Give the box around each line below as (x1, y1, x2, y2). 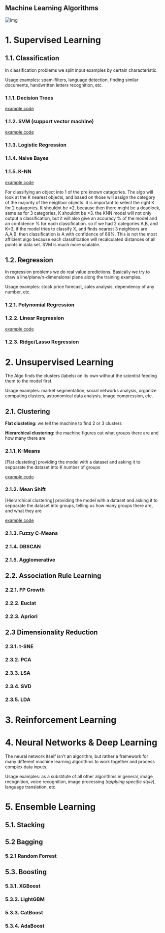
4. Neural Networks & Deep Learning (5, 737, 158, 748)
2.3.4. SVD (5, 683, 32, 690)
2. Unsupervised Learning (5, 356, 114, 368)
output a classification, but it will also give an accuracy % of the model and (5, 215, 157, 221)
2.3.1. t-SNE (5, 643, 33, 650)
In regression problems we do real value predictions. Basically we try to (5, 269, 150, 275)
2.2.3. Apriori (5, 613, 38, 620)
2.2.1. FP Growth (5, 586, 45, 593)
